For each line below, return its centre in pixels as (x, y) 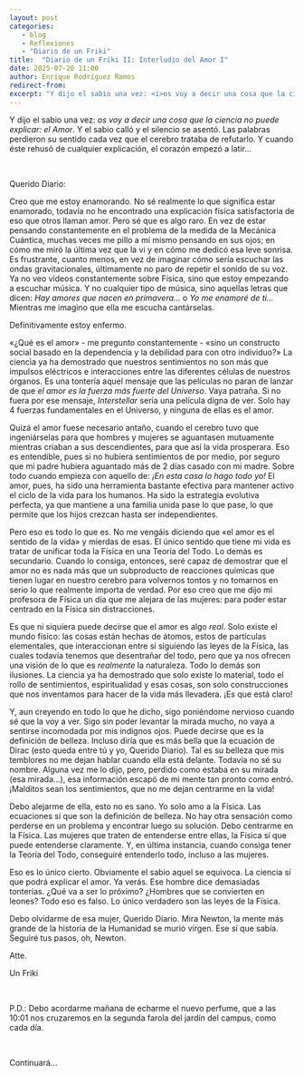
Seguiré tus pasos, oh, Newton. (68, 938)
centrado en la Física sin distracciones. (82, 609)
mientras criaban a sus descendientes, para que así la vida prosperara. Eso (149, 446)
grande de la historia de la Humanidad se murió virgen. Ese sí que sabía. (144, 928)
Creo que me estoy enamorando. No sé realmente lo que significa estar (142, 201)
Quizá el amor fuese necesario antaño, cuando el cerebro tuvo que (134, 427)
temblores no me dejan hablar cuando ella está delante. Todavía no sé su (146, 759)
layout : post (34, 18)
